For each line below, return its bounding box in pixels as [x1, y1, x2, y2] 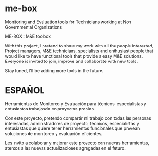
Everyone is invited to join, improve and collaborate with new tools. [5, 58, 138, 64]
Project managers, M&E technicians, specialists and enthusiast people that [5, 48, 154, 54]
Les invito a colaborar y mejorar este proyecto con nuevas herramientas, [5, 140, 150, 146]
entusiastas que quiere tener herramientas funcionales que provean [5, 125, 140, 131]
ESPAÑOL [5, 85, 45, 96]
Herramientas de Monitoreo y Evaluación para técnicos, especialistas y [5, 100, 146, 107]
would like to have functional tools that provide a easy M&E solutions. [5, 53, 143, 59]
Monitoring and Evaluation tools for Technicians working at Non [5, 19, 131, 25]
